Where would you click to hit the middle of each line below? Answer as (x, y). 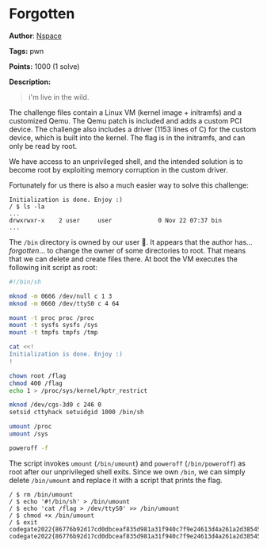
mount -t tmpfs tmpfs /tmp (53, 333)
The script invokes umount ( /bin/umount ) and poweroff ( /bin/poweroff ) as (128, 463)
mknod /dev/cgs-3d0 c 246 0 (55, 405)
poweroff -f (29, 448)
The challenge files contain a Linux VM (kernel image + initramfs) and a (126, 112)
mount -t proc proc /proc (51, 318)
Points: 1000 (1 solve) (44, 66)
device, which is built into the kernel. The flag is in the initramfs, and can (127, 137)
